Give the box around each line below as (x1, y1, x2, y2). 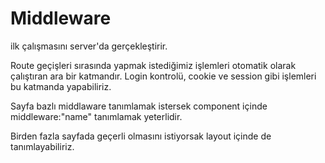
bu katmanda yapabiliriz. (10, 80, 112, 92)
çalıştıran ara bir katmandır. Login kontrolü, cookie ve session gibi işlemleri (10, 70, 317, 82)
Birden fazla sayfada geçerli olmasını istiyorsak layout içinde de (10, 130, 272, 142)
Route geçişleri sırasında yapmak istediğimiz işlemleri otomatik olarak (10, 59, 297, 71)
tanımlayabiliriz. (10, 140, 75, 152)
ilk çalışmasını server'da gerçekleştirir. (10, 40, 168, 52)
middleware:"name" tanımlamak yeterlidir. (10, 110, 183, 122)
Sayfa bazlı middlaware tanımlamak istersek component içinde (10, 100, 268, 112)
